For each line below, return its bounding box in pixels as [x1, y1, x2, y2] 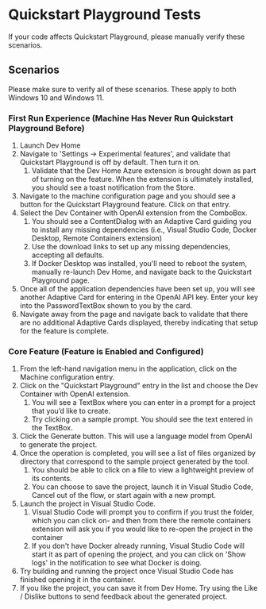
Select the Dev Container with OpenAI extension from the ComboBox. [19, 208, 248, 218]
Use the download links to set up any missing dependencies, [31, 242, 230, 252]
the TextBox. [31, 423, 73, 433]
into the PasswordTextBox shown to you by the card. [19, 301, 193, 310]
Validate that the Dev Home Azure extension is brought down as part [31, 166, 256, 175]
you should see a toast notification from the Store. [31, 183, 196, 192]
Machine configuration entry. [19, 372, 115, 382]
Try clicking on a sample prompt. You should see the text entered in [31, 414, 253, 424]
